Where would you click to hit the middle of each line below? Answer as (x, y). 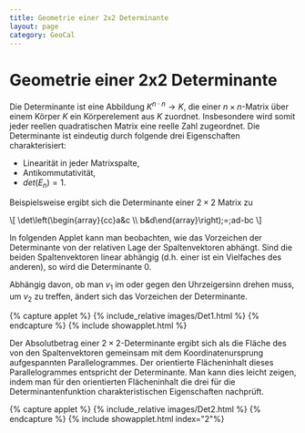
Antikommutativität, (59, 172)
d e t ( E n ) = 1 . (44, 183)
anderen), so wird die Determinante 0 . (81, 266)
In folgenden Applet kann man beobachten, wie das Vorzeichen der (136, 237)
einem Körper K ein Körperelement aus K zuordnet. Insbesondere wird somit (152, 116)
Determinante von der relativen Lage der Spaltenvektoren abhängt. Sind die (151, 247)
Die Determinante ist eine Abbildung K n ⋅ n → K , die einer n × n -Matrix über (149, 106)
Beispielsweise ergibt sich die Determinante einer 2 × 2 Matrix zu (131, 202)
